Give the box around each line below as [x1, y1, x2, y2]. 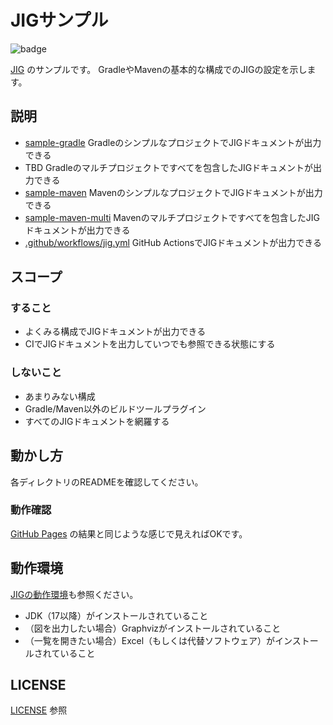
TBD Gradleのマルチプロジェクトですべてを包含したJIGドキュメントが [24, 161, 314, 173]
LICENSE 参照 [10, 704, 68, 716]
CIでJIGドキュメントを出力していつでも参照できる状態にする [24, 338, 276, 350]
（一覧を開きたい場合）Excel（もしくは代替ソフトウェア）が [24, 634, 276, 646]
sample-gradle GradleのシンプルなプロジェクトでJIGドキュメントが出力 [24, 136, 322, 148]
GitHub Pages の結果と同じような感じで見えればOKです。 [10, 527, 248, 540]
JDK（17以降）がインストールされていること [24, 609, 209, 621]
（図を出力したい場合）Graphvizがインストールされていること [24, 622, 282, 634]
